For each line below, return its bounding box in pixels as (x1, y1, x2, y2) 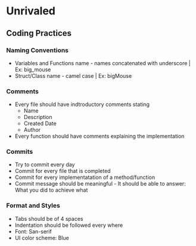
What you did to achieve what (14, 187, 88, 194)
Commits (6, 148, 33, 156)
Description (23, 114, 52, 121)
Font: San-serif (14, 227, 52, 235)
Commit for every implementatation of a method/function (14, 174, 155, 181)
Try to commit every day (14, 161, 75, 168)
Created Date (23, 120, 57, 127)
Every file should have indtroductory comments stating (14, 101, 150, 108)
